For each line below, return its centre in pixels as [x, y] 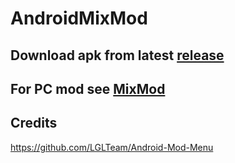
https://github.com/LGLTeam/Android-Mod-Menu [112, 147]
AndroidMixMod [79, 18]
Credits [34, 123]
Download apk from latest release [117, 55]
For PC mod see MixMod [88, 88]
